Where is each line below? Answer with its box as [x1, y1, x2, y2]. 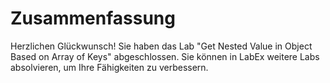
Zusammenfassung [10, 7, 176, 30]
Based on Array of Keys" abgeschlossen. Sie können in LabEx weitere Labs [10, 50, 320, 62]
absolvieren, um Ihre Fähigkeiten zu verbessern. [10, 61, 209, 73]
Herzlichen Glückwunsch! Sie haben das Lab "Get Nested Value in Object [10, 40, 313, 52]
